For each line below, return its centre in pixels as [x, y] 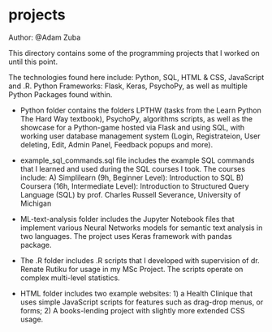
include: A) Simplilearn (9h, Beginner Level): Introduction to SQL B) [132, 177]
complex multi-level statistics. [70, 278]
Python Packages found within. [60, 94]
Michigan [36, 203]
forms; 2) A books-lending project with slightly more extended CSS [132, 310]
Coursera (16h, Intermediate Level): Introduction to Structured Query [134, 186]
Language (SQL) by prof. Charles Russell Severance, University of [130, 194]
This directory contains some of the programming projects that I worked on [134, 53]
